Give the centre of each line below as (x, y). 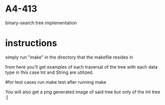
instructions (31, 43)
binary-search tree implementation (41, 23)
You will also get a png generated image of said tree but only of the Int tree (83, 92)
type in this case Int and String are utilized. (50, 72)
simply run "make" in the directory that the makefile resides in (69, 57)
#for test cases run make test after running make (56, 82)
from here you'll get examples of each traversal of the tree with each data (81, 67)
